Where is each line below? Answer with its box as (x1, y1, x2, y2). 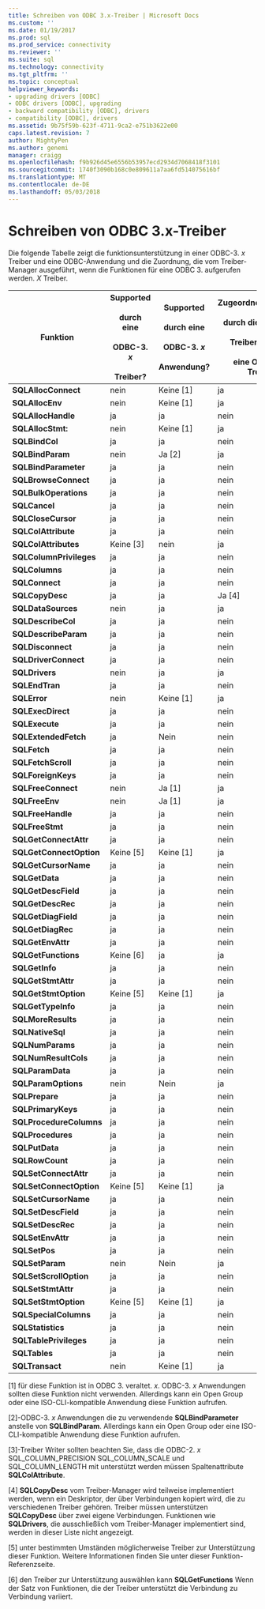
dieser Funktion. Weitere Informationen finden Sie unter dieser (8, 1551, 211, 1561)
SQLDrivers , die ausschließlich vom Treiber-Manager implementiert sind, (8, 1519, 246, 1528)
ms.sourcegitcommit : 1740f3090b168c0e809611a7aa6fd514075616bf (8, 166, 221, 174)
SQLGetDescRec (12, 898, 76, 909)
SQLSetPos (12, 1245, 55, 1256)
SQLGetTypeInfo (12, 1000, 76, 1012)
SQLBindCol (12, 435, 58, 447)
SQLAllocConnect (12, 384, 81, 395)
